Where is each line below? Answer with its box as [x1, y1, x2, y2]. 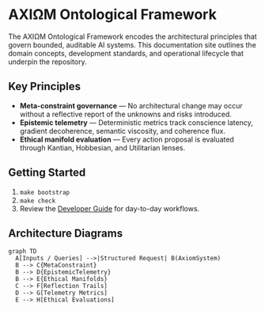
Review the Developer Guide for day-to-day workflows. [19, 203, 200, 213]
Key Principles [8, 80, 81, 93]
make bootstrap [19, 188, 70, 196]
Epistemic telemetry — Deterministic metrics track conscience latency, [19, 117, 253, 127]
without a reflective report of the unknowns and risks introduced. [19, 109, 232, 119]
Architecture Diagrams [8, 226, 123, 240]
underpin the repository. [8, 57, 87, 66]
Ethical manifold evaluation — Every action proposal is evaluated [19, 135, 235, 144]
